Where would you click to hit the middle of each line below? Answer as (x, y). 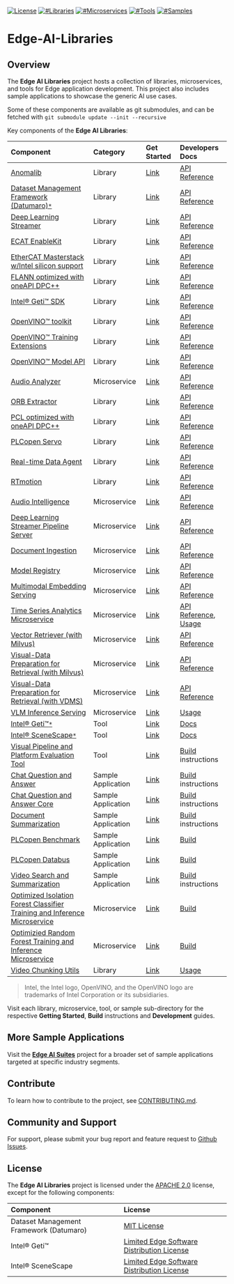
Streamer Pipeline (40, 526)
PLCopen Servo (37, 441)
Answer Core (32, 804)
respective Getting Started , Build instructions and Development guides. (111, 1016)
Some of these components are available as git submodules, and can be (111, 109)
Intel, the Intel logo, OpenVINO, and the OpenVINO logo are (109, 987)
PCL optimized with (42, 417)
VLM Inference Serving (48, 712)
